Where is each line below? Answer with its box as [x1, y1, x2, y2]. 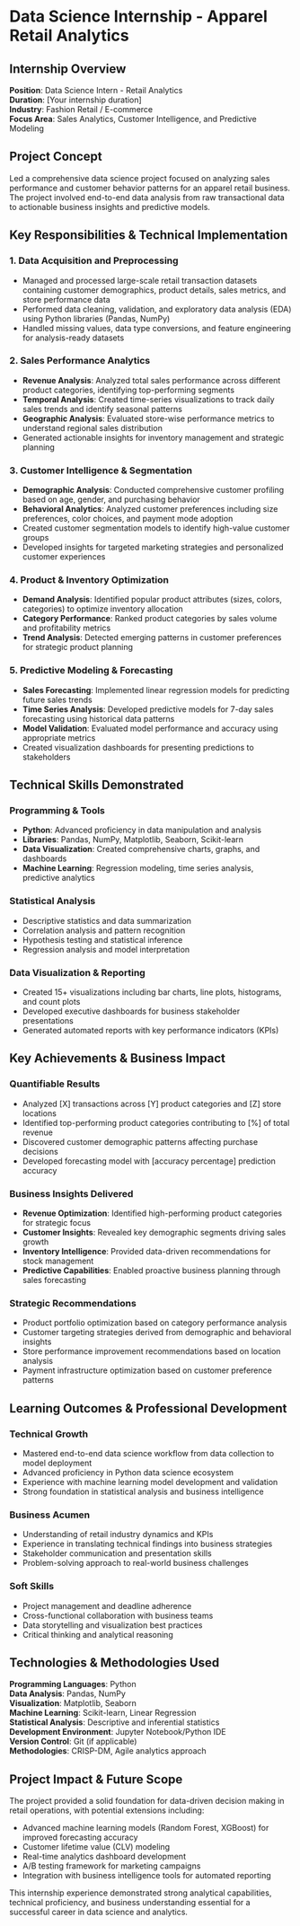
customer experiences [22, 551, 106, 562]
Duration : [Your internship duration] [9, 94, 142, 105]
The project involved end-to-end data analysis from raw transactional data [9, 191, 285, 203]
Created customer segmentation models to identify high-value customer [22, 523, 290, 533]
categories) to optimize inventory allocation [22, 603, 184, 614]
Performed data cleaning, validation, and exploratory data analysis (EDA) [22, 303, 292, 314]
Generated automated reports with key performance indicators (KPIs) [22, 1025, 279, 1035]
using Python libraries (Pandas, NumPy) [22, 312, 171, 324]
